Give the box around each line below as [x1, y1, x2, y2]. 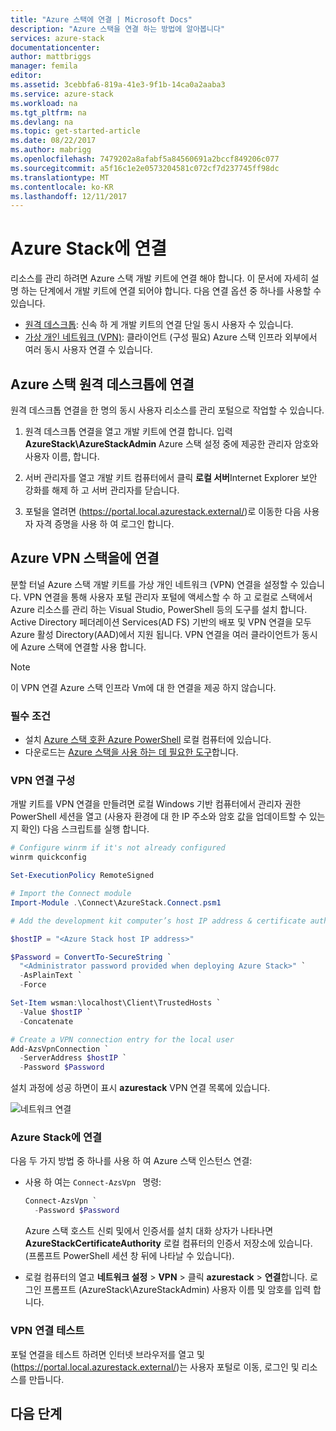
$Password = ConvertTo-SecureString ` [10, 952, 172, 962]
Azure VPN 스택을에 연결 [10, 550, 160, 567]
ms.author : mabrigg [10, 145, 92, 155]
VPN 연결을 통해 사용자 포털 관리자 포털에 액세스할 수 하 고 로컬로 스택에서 [23, 591, 313, 603]
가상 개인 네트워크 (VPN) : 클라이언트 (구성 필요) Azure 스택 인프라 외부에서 [24, 331, 318, 343]
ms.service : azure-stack [10, 89, 114, 99]
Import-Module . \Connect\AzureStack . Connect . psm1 [10, 897, 222, 908]
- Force [19, 980, 47, 990]
